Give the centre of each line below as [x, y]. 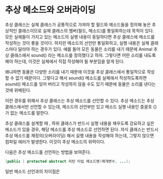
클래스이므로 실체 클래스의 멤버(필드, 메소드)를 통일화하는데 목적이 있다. [86, 30]
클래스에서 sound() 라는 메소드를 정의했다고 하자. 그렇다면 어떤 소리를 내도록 [83, 55]
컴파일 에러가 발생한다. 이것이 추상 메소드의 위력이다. [55, 141]
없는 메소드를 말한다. [30, 113]
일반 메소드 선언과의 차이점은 [32, 171]
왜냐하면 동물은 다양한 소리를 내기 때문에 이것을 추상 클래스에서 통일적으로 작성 [80, 72]
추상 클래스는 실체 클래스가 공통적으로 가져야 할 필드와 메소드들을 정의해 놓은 [78, 25]
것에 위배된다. [18, 90]
